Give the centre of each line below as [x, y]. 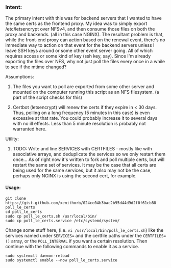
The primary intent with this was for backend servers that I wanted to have [83, 18]
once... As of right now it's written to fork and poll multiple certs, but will [89, 159]
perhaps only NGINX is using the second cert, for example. [75, 176]
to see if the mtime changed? [36, 67]
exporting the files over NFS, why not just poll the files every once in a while [85, 62]
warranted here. [30, 129]
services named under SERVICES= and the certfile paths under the [74, 235]
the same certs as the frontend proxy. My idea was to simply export [76, 23]
